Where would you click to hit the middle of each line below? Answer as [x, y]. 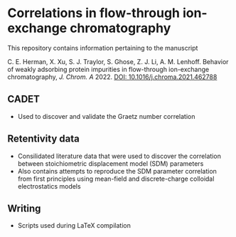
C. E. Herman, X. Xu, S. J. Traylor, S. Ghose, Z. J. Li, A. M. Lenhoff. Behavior [118, 61]
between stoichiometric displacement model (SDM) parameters [111, 163]
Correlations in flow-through [93, 13]
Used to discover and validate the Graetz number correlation [106, 116]
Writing [24, 208]
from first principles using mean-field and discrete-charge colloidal [116, 179]
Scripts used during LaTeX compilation [74, 226]
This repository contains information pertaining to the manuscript [103, 48]
